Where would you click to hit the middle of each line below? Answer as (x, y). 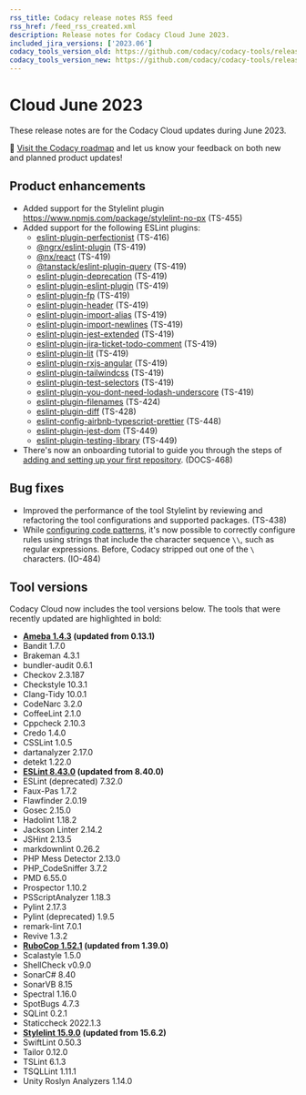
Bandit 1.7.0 (44, 646)
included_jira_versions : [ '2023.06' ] (81, 43)
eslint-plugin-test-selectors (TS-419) (105, 382)
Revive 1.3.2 (45, 936)
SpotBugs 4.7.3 (51, 1004)
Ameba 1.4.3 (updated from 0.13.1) (88, 636)
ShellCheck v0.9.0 (57, 965)
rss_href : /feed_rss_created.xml (73, 26)
